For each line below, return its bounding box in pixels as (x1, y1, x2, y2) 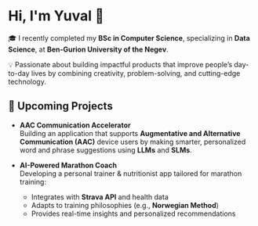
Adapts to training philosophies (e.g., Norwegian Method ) (31, 200, 220, 210)
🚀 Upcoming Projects (8, 99, 114, 113)
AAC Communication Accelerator (19, 120, 131, 130)
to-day (8, 68, 30, 77)
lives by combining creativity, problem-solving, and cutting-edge (31, 68, 241, 77)
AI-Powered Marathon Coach (19, 160, 118, 170)
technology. (8, 77, 47, 86)
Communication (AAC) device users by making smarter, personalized (19, 137, 246, 146)
